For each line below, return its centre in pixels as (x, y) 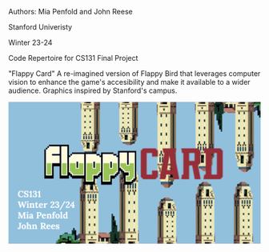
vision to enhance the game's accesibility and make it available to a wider (129, 82)
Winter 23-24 (30, 42)
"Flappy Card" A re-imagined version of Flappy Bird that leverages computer (134, 74)
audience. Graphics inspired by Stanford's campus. (93, 90)
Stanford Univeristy (40, 27)
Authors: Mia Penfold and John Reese (71, 12)
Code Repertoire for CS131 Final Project (73, 58)
